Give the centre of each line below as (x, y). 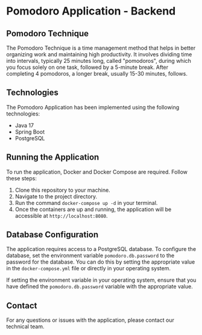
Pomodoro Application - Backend (91, 11)
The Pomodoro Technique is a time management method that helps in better (101, 48)
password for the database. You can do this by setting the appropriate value (101, 262)
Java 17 (24, 125)
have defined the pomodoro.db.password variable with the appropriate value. (99, 287)
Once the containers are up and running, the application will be (93, 209)
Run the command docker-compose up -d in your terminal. (86, 203)
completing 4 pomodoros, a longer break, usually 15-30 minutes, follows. (97, 73)
